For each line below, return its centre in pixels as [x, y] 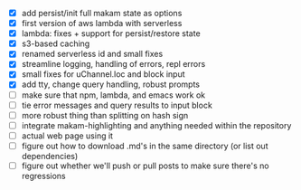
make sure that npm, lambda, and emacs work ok [113, 95]
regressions [44, 176]
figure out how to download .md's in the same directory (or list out [145, 146]
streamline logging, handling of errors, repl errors [113, 64]
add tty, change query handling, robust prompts [111, 84]
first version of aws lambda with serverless [102, 24]
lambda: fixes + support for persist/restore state [111, 33]
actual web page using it [67, 136]
